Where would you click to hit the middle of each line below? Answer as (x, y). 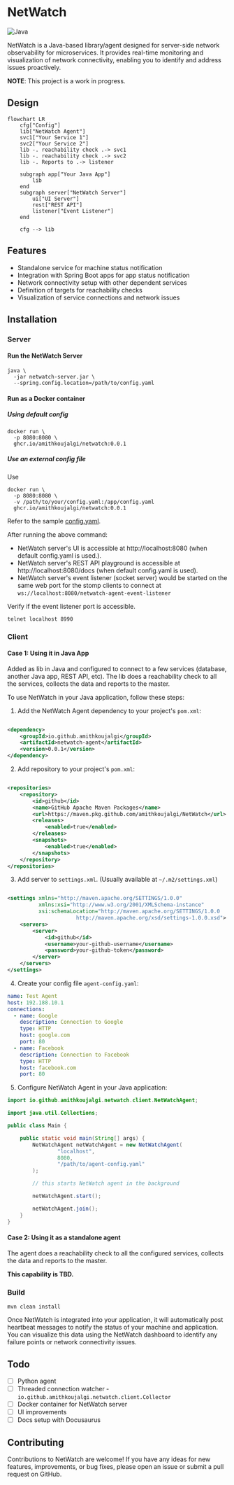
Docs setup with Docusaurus (59, 1420)
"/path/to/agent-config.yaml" (101, 1164)
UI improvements (42, 1412)
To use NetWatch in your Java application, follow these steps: (96, 697)
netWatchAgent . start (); (67, 1196)
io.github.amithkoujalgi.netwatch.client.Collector (94, 1398)
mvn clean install (34, 1307)
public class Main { (37, 1126)
